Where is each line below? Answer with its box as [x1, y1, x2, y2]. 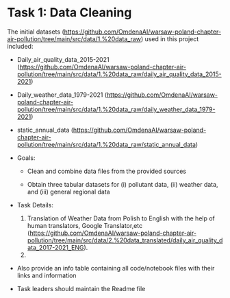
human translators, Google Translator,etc [27, 221, 143, 229]
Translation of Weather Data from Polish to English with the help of [27, 214, 216, 222]
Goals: [16, 153, 36, 162]
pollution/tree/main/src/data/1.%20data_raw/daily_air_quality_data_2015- [16, 70, 222, 78]
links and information [16, 271, 77, 279]
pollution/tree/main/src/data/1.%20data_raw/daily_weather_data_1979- [16, 105, 216, 113]
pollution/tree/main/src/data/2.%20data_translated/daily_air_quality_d [27, 236, 223, 244]
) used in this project [140, 34, 199, 43]
